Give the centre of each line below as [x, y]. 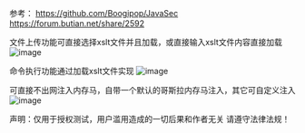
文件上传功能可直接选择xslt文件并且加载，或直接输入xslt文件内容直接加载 [146, 42]
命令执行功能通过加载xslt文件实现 [72, 71]
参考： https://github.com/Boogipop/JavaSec [94, 13]
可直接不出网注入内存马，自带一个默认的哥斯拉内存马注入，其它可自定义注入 [152, 90]
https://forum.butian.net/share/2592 [77, 24]
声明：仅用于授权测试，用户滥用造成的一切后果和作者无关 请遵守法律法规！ [150, 119]
